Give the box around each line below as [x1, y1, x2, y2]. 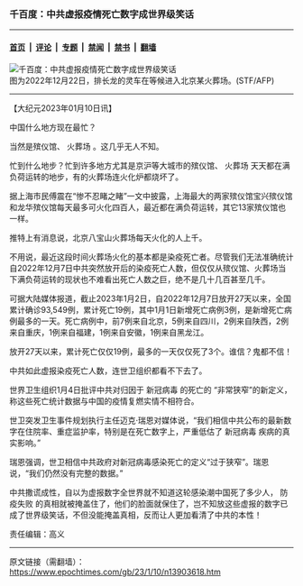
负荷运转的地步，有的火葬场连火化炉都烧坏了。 [9, 171, 183, 182]
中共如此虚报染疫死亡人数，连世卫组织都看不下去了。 [9, 365, 207, 376]
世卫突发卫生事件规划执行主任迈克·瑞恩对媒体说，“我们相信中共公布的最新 [9, 415, 284, 426]
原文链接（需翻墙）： [9, 556, 85, 567]
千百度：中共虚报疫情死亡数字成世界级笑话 [9, 7, 195, 20]
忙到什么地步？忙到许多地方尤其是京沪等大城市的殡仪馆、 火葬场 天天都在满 [9, 160, 290, 170]
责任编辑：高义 [9, 528, 65, 539]
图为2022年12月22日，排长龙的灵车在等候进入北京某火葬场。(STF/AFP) [9, 75, 275, 86]
